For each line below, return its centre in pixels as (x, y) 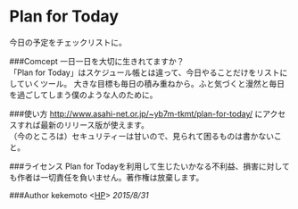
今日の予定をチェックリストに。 (68, 42)
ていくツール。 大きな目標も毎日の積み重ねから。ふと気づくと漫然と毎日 (151, 83)
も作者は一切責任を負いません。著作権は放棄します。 (107, 177)
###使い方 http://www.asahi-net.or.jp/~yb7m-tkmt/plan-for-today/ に (136, 113)
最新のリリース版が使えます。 (94, 125)
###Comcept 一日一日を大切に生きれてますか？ (97, 61)
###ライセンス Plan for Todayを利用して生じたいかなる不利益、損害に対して (149, 166)
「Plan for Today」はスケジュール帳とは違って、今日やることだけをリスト (145, 72)
